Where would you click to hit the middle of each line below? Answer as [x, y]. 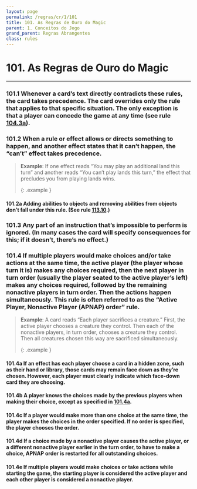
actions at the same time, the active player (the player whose [95, 263]
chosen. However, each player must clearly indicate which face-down [93, 376]
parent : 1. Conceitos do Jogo [43, 28]
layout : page [22, 11]
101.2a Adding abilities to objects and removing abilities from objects [92, 203]
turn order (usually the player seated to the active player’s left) [97, 277]
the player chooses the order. [43, 427]
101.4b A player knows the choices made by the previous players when [94, 396]
